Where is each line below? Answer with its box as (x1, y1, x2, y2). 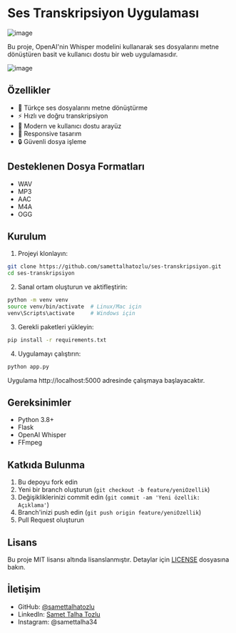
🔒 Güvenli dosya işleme (17, 137, 87, 145)
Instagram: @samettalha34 (17, 617, 98, 626)
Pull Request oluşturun (17, 515, 84, 525)
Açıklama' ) (17, 500, 50, 509)
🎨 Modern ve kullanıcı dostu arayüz (17, 121, 122, 130)
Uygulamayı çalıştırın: (17, 349, 81, 358)
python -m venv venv (7, 297, 69, 304)
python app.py (7, 363, 50, 370)
